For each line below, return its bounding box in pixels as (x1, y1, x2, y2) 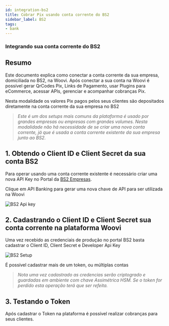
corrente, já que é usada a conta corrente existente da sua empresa (17, 129, 160, 135)
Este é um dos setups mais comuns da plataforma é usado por (17, 113, 149, 119)
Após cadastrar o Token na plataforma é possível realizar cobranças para (5, 311, 158, 317)
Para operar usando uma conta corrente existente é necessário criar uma (5, 171, 157, 177)
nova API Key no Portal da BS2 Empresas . (5, 176, 92, 182)
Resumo (5, 59, 32, 67)
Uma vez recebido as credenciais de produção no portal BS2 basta (5, 237, 145, 243)
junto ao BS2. (17, 135, 46, 141)
